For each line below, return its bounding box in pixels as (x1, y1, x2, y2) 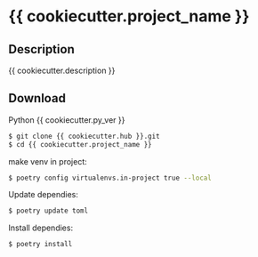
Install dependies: (8, 222, 73, 233)
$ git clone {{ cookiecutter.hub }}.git (8, 132, 161, 141)
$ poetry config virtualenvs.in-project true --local (8, 173, 213, 182)
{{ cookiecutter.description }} (8, 65, 116, 76)
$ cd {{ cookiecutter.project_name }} (8, 140, 152, 149)
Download (8, 91, 66, 106)
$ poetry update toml (8, 206, 89, 215)
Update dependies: (8, 189, 79, 200)
